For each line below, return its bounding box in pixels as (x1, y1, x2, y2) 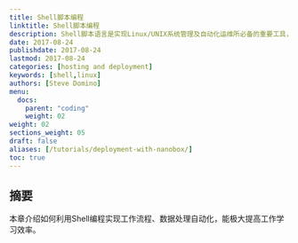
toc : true (9, 153, 46, 162)
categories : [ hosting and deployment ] (9, 63, 153, 72)
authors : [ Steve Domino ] (9, 79, 101, 88)
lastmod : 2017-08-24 (9, 54, 86, 63)
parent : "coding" (25, 104, 90, 113)
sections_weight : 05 (9, 129, 86, 137)
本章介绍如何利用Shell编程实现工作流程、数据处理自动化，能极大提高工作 (9, 214, 278, 224)
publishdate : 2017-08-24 (9, 46, 101, 55)
